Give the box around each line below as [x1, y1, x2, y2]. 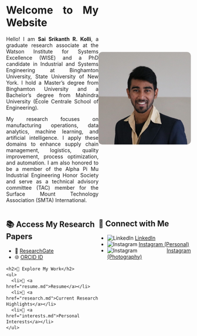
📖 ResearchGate [14, 247, 54, 254]
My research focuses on [6, 115, 98, 122]
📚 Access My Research [6, 220, 95, 230]
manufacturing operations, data [6, 122, 98, 129]
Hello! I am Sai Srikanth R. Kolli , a [6, 35, 99, 42]
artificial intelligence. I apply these [6, 134, 98, 141]
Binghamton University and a [6, 85, 98, 92]
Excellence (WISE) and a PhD [6, 54, 98, 61]
